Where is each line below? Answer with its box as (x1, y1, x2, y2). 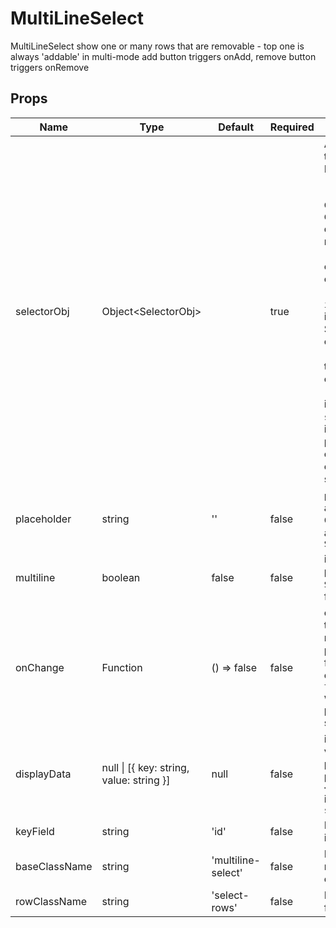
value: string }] (101, 773, 171, 787)
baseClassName (15, 859, 93, 873)
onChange (15, 660, 65, 674)
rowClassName (15, 894, 87, 908)
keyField (15, 824, 55, 838)
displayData (15, 767, 72, 781)
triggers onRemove (10, 61, 90, 73)
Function (101, 660, 143, 674)
